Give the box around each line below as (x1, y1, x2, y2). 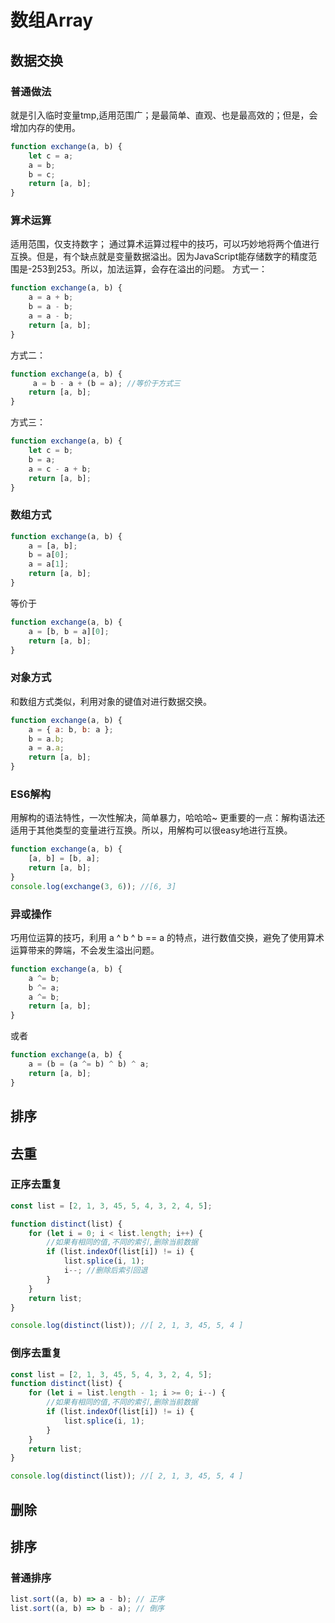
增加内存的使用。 (10, 121, 81, 133)
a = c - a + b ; (28, 464, 92, 474)
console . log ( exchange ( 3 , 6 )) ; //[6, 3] (10, 881, 177, 891)
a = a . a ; (28, 743, 65, 753)
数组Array (10, 9, 94, 32)
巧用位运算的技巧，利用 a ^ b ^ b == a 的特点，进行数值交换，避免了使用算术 (10, 931, 325, 943)
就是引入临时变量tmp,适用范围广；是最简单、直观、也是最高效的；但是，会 (10, 109, 318, 121)
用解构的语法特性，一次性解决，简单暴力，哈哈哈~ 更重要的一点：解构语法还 (10, 812, 326, 824)
